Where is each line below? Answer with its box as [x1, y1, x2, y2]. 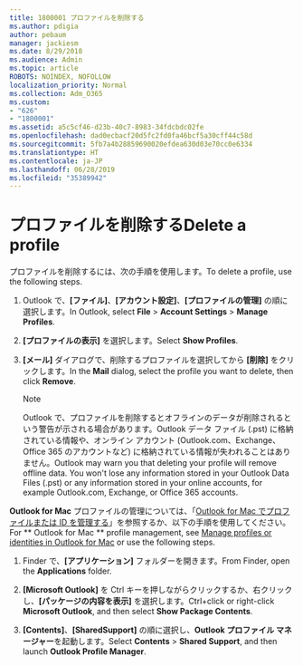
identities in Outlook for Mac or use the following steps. [9, 536, 215, 548]
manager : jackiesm [9, 38, 79, 48]
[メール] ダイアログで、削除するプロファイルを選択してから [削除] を [22, 354, 279, 365]
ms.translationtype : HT [9, 148, 99, 157]
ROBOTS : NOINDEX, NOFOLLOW [9, 72, 111, 82]
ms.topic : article [9, 64, 79, 73]
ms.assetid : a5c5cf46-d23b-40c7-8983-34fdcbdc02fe [9, 123, 204, 132]
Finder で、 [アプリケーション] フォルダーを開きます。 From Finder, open [22, 555, 290, 566]
